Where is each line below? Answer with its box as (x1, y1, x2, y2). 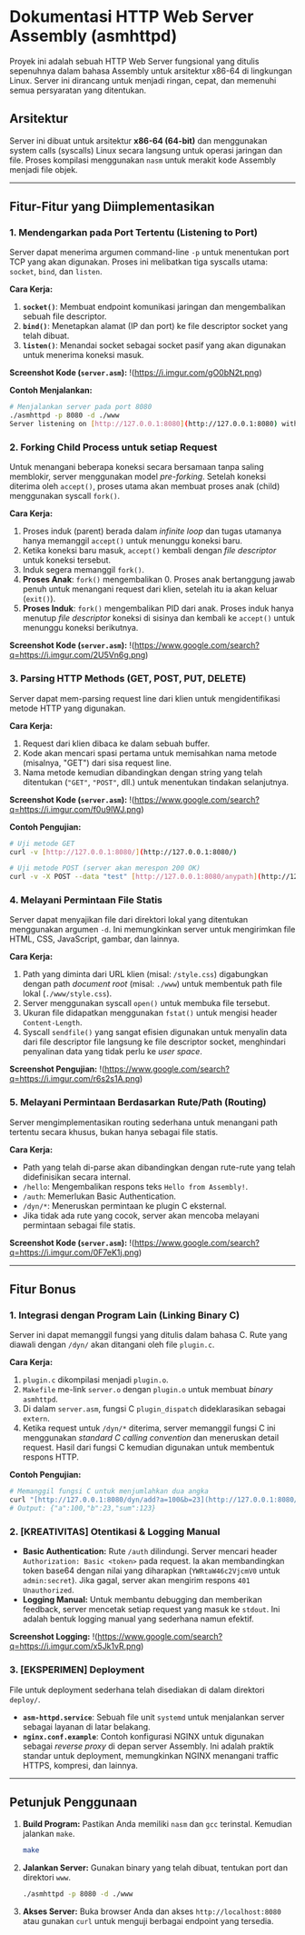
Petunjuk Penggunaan (9, 1795, 138, 1810)
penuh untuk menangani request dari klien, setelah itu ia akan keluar (22, 583, 279, 594)
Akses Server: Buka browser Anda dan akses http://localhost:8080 (22, 1906, 281, 1917)
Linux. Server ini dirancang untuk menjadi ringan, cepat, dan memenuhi (9, 75, 277, 85)
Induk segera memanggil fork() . (22, 564, 145, 575)
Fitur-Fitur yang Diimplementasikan (9, 199, 215, 214)
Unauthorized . (22, 1584, 74, 1596)
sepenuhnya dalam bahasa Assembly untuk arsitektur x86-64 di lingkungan (9, 65, 293, 76)
